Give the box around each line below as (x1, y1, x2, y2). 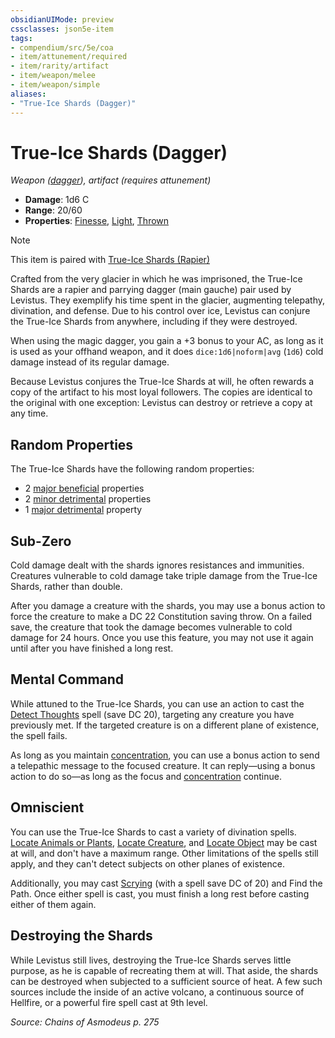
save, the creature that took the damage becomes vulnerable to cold (10, 621, 293, 633)
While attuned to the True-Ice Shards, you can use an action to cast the (10, 697, 305, 710)
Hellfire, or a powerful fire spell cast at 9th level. (10, 996, 208, 1008)
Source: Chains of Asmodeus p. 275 (10, 1016, 160, 1028)
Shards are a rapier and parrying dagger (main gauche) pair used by (10, 284, 292, 296)
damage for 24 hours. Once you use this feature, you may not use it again (10, 632, 314, 644)
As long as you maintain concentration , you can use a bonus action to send (10, 749, 320, 761)
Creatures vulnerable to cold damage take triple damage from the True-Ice (10, 570, 318, 582)
